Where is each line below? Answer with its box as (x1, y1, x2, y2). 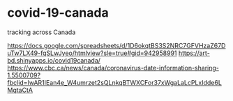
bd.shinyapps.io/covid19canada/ (7, 56, 101, 64)
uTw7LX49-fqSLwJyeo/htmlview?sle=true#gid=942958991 (7, 49, 177, 57)
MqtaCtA (7, 86, 33, 94)
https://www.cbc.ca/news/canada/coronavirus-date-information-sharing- (7, 63, 220, 72)
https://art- (178, 49, 211, 57)
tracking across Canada (7, 28, 76, 36)
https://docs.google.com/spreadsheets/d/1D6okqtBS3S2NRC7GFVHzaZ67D (7, 41, 226, 49)
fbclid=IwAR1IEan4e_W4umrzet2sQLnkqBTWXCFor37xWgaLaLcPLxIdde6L (7, 78, 222, 86)
